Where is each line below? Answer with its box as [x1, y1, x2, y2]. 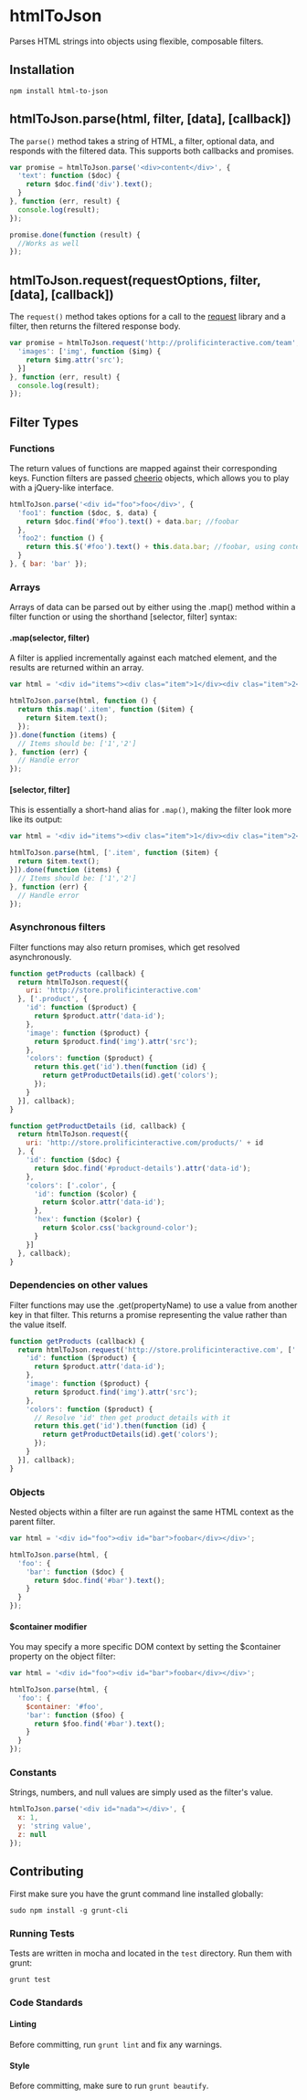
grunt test [9, 1975, 51, 1984]
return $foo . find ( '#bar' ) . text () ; [33, 1719, 166, 1728]
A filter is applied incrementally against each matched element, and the [9, 652, 277, 663]
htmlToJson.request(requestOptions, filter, [9, 272, 261, 288]
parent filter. [9, 1516, 56, 1527]
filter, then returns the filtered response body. [9, 321, 181, 332]
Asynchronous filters [9, 921, 106, 934]
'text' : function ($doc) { [17, 171, 121, 181]
